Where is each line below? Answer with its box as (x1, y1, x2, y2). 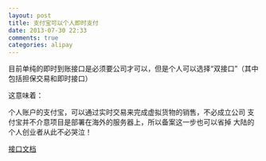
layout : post (8, 11, 52, 20)
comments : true (8, 33, 59, 42)
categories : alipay (8, 41, 73, 49)
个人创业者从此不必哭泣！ (8, 128, 92, 137)
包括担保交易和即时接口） (8, 74, 92, 83)
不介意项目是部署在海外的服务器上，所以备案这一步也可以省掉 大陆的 (29, 117, 255, 127)
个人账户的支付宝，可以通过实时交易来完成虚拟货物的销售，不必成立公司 (8, 108, 245, 117)
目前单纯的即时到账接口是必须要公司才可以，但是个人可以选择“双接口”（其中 (8, 64, 259, 74)
